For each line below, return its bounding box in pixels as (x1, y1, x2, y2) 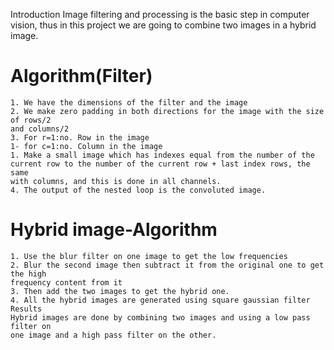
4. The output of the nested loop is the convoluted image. (10, 185, 267, 195)
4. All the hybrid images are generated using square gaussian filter (10, 295, 311, 305)
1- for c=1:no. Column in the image (10, 141, 163, 151)
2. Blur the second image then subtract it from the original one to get (10, 260, 325, 270)
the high (10, 269, 47, 279)
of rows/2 (10, 115, 52, 125)
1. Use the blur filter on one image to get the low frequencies (10, 251, 288, 261)
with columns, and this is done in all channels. (10, 176, 222, 186)
